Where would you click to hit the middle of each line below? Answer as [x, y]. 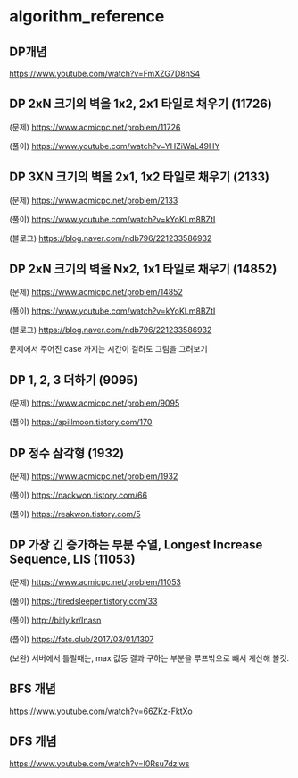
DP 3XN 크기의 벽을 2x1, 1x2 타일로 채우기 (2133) [140, 177]
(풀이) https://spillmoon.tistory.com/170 [81, 422]
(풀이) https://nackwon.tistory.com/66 [79, 495]
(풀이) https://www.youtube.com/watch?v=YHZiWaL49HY [115, 146]
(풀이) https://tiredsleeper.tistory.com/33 [83, 601]
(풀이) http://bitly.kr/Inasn [55, 620]
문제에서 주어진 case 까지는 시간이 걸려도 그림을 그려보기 [108, 349]
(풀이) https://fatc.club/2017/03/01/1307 [82, 639]
